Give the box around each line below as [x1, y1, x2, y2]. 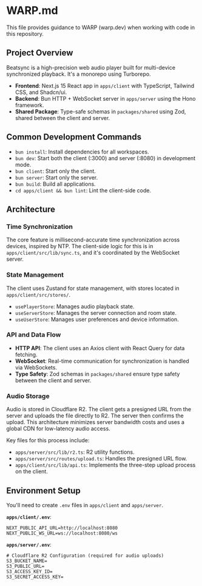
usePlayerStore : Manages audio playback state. [15, 303, 135, 310]
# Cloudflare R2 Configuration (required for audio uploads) [6, 553, 164, 559]
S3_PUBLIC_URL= [6, 563, 45, 569]
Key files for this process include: [6, 437, 90, 444]
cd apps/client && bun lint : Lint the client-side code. [15, 186, 152, 194]
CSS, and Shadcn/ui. [15, 89, 67, 96]
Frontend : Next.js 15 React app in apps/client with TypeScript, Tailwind [15, 82, 195, 89]
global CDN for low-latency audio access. [6, 425, 110, 433]
